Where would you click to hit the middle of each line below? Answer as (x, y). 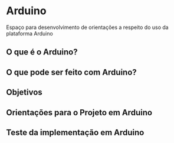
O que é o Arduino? (42, 52)
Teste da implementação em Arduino (75, 132)
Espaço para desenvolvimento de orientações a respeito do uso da (88, 27)
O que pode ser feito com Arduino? (71, 72)
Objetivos (24, 92)
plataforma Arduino (29, 33)
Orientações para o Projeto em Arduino (79, 113)
